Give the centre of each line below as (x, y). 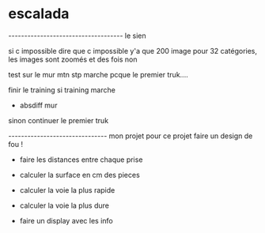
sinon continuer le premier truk (59, 120)
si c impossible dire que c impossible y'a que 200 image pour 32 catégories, (133, 51)
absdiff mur (38, 105)
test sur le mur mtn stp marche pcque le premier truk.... (98, 74)
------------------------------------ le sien (77, 36)
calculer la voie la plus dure (64, 205)
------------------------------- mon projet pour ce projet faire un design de (131, 136)
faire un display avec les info (66, 220)
